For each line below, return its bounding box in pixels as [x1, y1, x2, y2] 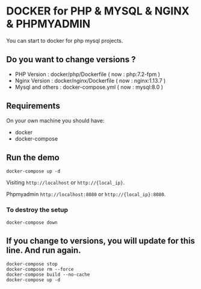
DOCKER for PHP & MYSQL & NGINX [6, 4, 190, 18]
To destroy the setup [6, 206, 68, 214]
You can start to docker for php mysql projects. [6, 37, 123, 44]
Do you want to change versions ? [6, 54, 136, 65]
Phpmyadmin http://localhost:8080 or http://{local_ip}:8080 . [6, 191, 166, 198]
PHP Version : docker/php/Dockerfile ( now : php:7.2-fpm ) [14, 71, 161, 78]
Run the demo [6, 152, 60, 162]
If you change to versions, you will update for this [6, 236, 196, 246]
